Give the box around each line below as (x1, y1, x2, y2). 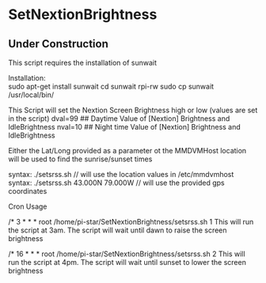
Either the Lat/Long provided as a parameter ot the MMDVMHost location (8, 146, 247, 155)
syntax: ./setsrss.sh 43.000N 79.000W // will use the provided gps (8, 178, 225, 187)
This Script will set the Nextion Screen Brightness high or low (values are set (8, 105, 258, 115)
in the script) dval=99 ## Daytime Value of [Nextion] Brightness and (8, 114, 230, 123)
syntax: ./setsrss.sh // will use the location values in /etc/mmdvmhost (8, 170, 234, 179)
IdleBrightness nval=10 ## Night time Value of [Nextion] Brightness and (8, 123, 241, 131)
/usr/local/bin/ (8, 90, 55, 100)
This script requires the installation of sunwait (8, 58, 157, 67)
